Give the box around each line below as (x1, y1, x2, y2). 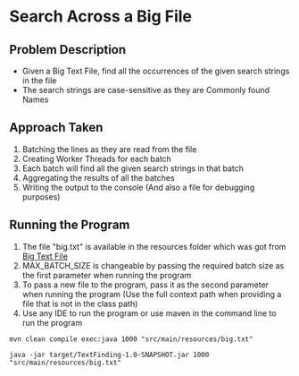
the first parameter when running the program (21, 269, 192, 280)
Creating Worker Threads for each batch (21, 153, 172, 164)
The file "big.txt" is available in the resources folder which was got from (21, 241, 287, 252)
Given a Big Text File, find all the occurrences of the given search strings (21, 65, 290, 76)
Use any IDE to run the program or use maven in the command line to (21, 307, 277, 319)
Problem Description (9, 42, 127, 57)
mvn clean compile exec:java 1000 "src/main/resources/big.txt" (9, 334, 253, 344)
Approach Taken (9, 120, 104, 135)
